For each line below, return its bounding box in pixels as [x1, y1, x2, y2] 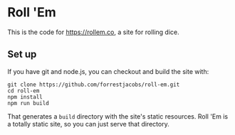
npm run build [7, 99, 50, 107]
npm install [7, 93, 43, 100]
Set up [7, 48, 37, 60]
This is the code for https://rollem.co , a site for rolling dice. [7, 28, 179, 36]
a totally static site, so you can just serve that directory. [7, 119, 169, 128]
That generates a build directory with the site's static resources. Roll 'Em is [7, 112, 229, 121]
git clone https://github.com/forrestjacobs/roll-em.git [7, 81, 180, 88]
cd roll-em [7, 87, 40, 94]
